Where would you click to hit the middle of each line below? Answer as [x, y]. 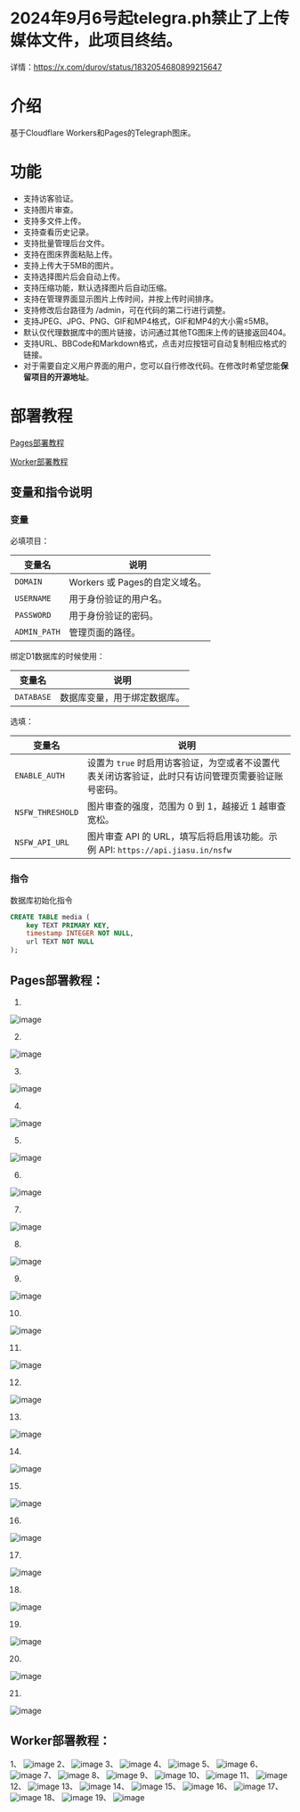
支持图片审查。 [50, 210]
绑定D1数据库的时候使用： [57, 656]
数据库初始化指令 [41, 900]
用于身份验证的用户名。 [118, 599]
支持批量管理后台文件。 [66, 243]
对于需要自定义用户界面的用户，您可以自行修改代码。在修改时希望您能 [152, 366]
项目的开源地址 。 [62, 376]
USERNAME [33, 599]
